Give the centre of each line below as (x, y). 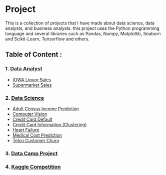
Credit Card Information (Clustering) (49, 124)
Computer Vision (30, 114)
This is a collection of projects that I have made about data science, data (80, 23)
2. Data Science (24, 98)
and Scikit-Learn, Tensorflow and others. (47, 39)
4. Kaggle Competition (33, 167)
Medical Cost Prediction (37, 135)
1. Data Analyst (24, 69)
